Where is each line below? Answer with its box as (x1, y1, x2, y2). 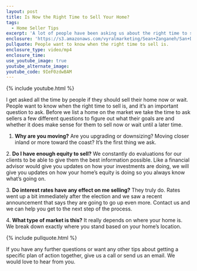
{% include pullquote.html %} (6, 235, 77, 242)
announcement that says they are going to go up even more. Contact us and (6, 199, 191, 206)
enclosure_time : (6, 52, 46, 58)
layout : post (6, 8, 38, 15)
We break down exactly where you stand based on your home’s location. (6, 223, 182, 230)
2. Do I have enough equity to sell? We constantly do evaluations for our (6, 150, 182, 158)
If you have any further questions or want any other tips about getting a (6, 246, 179, 253)
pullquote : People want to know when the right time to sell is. (6, 42, 169, 48)
